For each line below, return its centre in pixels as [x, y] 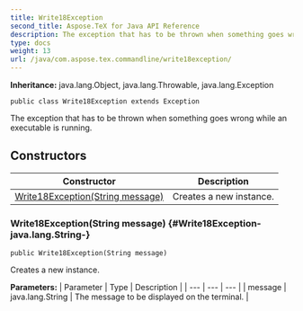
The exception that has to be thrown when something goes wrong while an [149, 118]
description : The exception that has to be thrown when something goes [147, 34]
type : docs [31, 43]
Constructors [49, 156]
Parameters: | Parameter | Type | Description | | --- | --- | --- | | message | [148, 288]
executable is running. [51, 128]
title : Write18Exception [57, 18]
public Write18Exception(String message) [89, 253]
